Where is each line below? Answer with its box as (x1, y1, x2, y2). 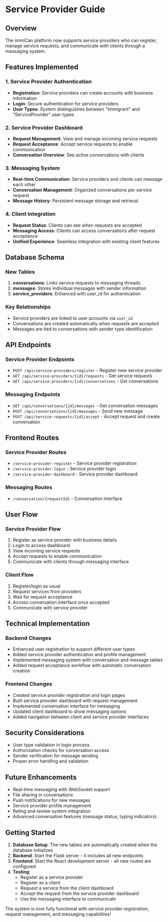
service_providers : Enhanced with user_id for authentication (12, 291, 141, 297)
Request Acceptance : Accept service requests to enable (12, 141, 133, 147)
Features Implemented (5, 63, 79, 72)
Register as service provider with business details (12, 537, 117, 543)
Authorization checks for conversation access (12, 747, 109, 753)
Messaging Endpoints (5, 391, 61, 398)
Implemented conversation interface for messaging (12, 703, 121, 709)
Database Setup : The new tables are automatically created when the (12, 842, 158, 848)
